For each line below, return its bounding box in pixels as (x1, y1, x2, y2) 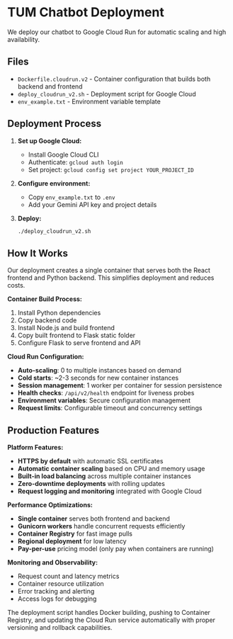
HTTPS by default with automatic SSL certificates (17, 457, 164, 465)
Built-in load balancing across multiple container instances (17, 472, 191, 480)
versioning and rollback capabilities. (7, 623, 113, 632)
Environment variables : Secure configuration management (17, 396, 191, 405)
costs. (7, 281, 25, 290)
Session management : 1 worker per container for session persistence (17, 381, 222, 390)
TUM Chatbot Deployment (7, 4, 164, 21)
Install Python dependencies (17, 309, 101, 317)
